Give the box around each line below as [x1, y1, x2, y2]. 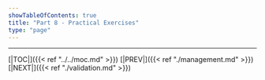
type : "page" [8, 26, 51, 34]
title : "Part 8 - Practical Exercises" [8, 19, 140, 27]
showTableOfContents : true [8, 11, 97, 20]
